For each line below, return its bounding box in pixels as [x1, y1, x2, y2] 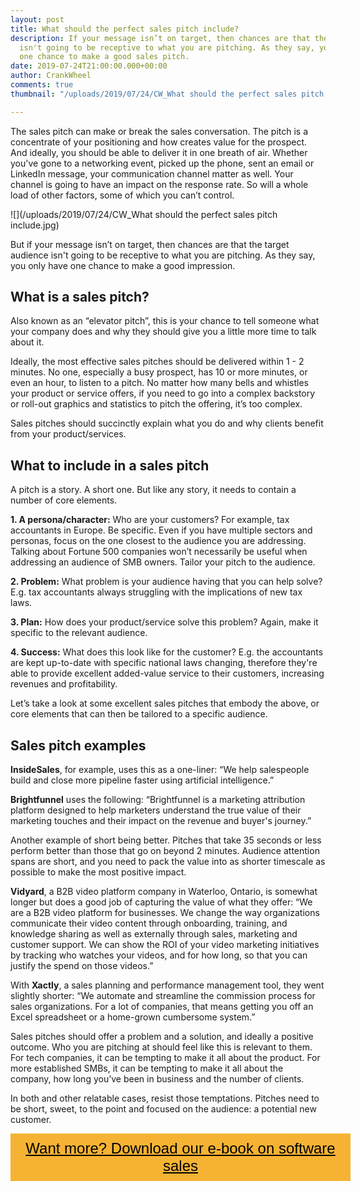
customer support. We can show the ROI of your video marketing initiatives [10, 939, 320, 951]
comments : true [10, 80, 74, 90]
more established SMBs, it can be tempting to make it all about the [10, 1062, 284, 1075]
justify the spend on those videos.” [10, 960, 154, 972]
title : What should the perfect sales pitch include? [10, 24, 240, 34]
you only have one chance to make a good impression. [10, 259, 236, 271]
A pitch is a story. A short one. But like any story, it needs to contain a [10, 484, 297, 496]
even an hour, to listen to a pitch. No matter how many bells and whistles [10, 377, 309, 389]
